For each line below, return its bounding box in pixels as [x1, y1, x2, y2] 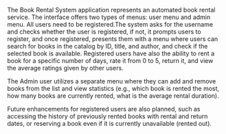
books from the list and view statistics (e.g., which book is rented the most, [7, 85, 220, 92]
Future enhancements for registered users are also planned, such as [7, 105, 201, 113]
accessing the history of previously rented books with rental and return [7, 112, 208, 120]
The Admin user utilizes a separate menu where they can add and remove [7, 77, 216, 85]
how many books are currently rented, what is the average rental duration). [7, 92, 219, 100]
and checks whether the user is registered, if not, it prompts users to [7, 27, 201, 36]
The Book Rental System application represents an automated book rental [7, 6, 216, 14]
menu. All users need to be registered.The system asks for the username [7, 21, 214, 28]
